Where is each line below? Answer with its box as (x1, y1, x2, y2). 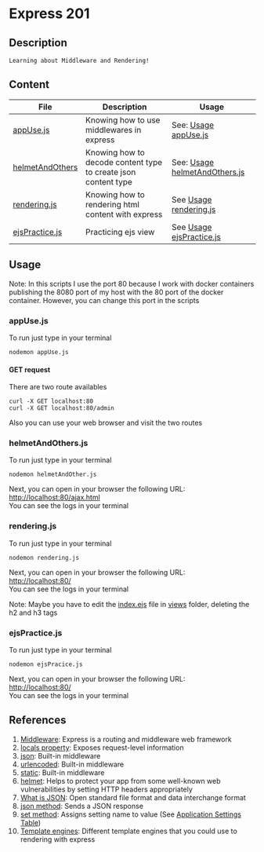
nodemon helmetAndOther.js (9, 470, 97, 479)
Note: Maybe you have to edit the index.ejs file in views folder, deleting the (9, 599, 250, 609)
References (9, 714, 67, 727)
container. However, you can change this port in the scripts (9, 295, 200, 305)
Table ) (20, 817, 42, 827)
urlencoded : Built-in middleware (20, 759, 125, 769)
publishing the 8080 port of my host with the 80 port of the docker (9, 287, 224, 297)
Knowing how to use (85, 115, 161, 126)
